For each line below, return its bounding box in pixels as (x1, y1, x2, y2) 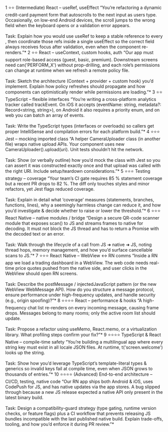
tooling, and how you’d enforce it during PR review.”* (5, 421, 114, 427)
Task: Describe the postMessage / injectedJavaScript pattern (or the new (5, 281, 157, 287)
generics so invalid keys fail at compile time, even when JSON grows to (5, 366, 153, 371)
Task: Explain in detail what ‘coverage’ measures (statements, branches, (5, 197, 154, 202)
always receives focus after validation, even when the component (5, 44, 141, 50)
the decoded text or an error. (5, 231, 65, 237)
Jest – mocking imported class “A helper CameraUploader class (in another (5, 136, 160, 142)
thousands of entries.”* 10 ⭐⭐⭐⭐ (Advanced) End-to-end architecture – (5, 371, 153, 377)
